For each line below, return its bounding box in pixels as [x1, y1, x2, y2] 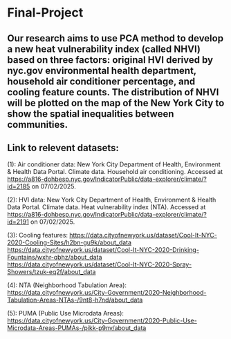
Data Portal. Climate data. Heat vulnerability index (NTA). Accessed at [7, 203, 206, 211]
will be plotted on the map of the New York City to [7, 97, 225, 108]
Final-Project [7, 5, 84, 21]
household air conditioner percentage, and [7, 75, 196, 87]
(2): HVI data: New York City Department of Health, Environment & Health [7, 195, 216, 204]
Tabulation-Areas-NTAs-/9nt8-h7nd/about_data [7, 296, 143, 304]
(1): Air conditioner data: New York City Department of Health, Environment [7, 160, 221, 168]
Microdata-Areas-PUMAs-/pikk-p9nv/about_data [7, 324, 147, 332]
